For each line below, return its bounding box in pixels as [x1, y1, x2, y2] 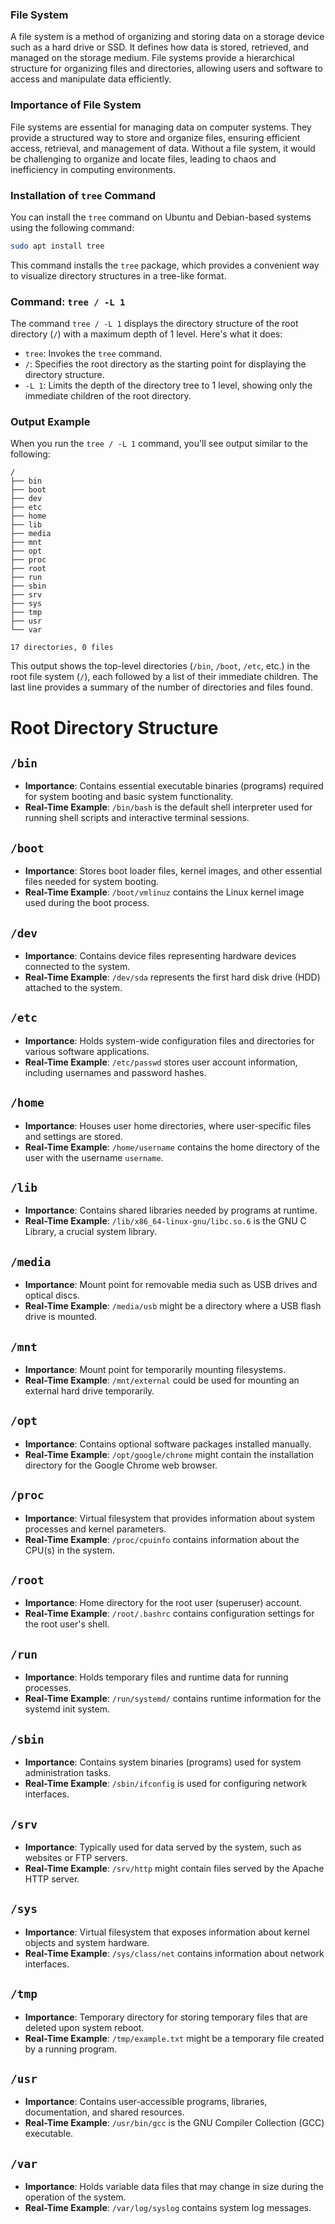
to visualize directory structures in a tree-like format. [10, 269, 227, 282]
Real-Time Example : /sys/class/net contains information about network [24, 1947, 325, 1959]
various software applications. [24, 1045, 150, 1057]
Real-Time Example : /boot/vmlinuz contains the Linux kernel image [24, 886, 305, 898]
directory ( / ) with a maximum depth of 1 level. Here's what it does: [10, 328, 283, 340]
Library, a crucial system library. [24, 1226, 158, 1238]
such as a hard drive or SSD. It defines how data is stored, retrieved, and [10, 41, 310, 53]
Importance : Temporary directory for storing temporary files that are [24, 2011, 308, 2023]
